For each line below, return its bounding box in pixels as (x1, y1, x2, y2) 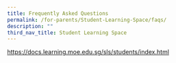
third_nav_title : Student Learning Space (7, 29, 127, 36)
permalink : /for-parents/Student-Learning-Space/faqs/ (7, 16, 167, 23)
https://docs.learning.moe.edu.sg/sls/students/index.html (7, 48, 170, 56)
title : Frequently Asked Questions (7, 10, 109, 17)
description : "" (7, 23, 53, 29)
